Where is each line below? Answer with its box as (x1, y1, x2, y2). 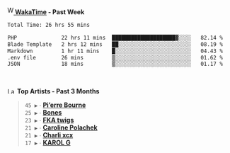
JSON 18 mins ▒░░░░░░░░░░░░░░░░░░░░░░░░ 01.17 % (7, 60, 223, 68)
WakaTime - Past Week (15, 8, 85, 16)
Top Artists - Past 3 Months (16, 87, 100, 96)
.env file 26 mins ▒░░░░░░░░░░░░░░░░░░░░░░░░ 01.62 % (7, 54, 223, 61)
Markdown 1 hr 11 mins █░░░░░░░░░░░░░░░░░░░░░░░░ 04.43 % (7, 47, 223, 55)
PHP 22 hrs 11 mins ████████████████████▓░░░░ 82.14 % (7, 34, 223, 41)
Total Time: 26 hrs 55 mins (7, 21, 91, 28)
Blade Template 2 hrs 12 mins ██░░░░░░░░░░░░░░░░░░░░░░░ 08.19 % (7, 40, 223, 48)
